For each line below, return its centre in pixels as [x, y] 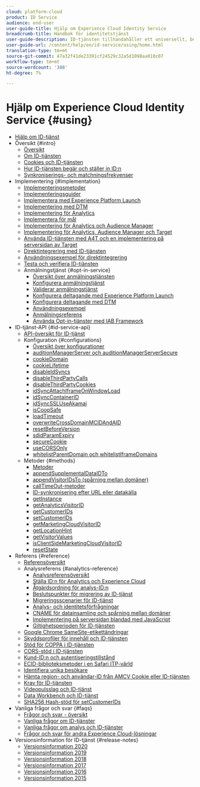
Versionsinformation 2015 [55, 778]
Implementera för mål [50, 219]
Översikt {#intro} [35, 143]
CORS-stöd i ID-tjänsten [53, 651]
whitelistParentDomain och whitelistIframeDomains [95, 454]
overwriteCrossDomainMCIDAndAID [77, 422]
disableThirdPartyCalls [60, 378]
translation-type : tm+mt [37, 51]
